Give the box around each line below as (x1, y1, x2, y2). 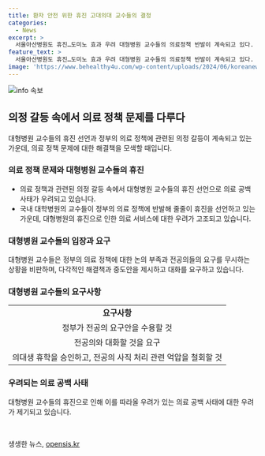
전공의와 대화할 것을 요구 (73, 337, 161, 348)
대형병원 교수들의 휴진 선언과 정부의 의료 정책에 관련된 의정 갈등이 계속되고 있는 (8, 133, 252, 143)
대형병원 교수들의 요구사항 (8, 286, 102, 297)
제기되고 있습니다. (16, 407, 72, 417)
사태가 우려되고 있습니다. (19, 194, 96, 204)
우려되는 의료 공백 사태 (8, 378, 89, 389)
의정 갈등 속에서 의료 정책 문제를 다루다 (8, 111, 185, 125)
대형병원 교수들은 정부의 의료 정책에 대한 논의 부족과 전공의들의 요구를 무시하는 (8, 255, 251, 264)
